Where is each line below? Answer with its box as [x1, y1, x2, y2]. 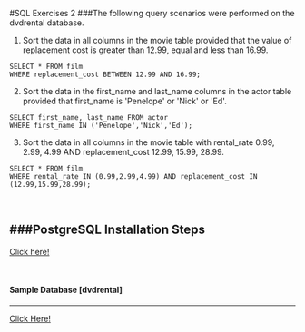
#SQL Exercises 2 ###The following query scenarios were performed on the [9, 8, 295, 18]
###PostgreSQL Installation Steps [9, 222, 206, 238]
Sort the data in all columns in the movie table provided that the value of [22, 35, 292, 45]
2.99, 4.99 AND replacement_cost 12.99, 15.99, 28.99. [22, 147, 225, 157]
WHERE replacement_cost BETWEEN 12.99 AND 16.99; [9, 70, 202, 79]
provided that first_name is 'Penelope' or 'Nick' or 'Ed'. [22, 95, 227, 106]
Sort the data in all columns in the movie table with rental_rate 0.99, [22, 137, 275, 148]
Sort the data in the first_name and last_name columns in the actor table [22, 86, 292, 96]
